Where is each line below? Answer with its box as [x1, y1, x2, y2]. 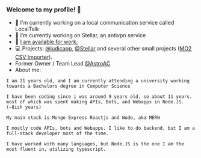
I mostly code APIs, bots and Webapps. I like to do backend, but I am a [6, 126, 196, 132]
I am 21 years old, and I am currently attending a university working [6, 78, 190, 84]
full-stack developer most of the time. [6, 130, 110, 137]
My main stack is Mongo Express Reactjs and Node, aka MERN [6, 115, 161, 121]
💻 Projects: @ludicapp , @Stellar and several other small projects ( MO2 [14, 45, 192, 52]
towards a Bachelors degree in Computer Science [6, 84, 131, 90]
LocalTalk [14, 25, 39, 32]
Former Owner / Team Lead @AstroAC [14, 60, 111, 67]
